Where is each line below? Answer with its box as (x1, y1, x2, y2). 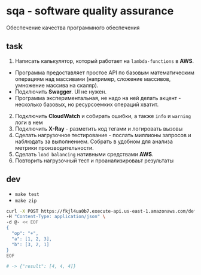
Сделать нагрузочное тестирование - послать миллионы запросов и (14, 131, 191, 138)
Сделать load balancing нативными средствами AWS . (14, 150, 154, 158)
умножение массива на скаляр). (14, 81, 99, 89)
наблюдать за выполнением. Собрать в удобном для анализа (14, 138, 173, 145)
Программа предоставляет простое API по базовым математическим (14, 69, 194, 76)
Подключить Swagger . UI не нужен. (14, 88, 107, 95)
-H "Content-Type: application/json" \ (6, 214, 106, 220)
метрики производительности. (14, 144, 94, 151)
